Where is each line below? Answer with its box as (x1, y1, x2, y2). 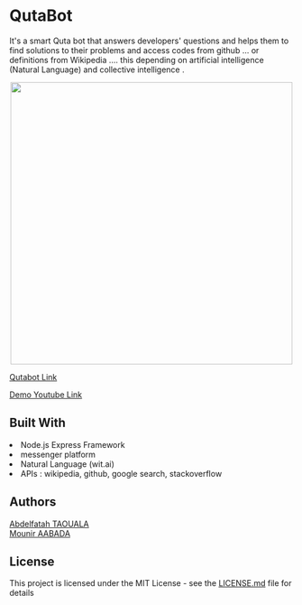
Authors (9, 494, 57, 510)
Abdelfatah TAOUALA (9, 518, 90, 529)
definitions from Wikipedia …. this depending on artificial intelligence (9, 54, 264, 65)
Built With (9, 415, 66, 431)
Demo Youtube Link (9, 389, 83, 400)
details (9, 588, 34, 599)
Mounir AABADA (9, 527, 70, 538)
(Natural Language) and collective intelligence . (9, 64, 185, 75)
